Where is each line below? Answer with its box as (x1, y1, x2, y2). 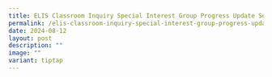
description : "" (8, 42, 63, 50)
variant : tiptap (8, 57, 63, 65)
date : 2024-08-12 (8, 26, 67, 34)
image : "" (8, 49, 42, 57)
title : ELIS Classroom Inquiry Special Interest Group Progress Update (8, 11, 255, 20)
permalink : (8, 19, 45, 27)
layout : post (8, 34, 53, 43)
